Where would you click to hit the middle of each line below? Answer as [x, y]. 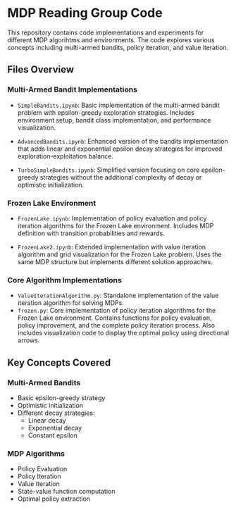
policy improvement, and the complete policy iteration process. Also [116, 325]
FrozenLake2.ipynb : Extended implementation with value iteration [112, 247]
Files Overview [41, 69]
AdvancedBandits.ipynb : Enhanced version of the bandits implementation [123, 141]
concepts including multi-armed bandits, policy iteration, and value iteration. [118, 47]
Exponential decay [55, 428]
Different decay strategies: [56, 413]
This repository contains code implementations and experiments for [106, 32]
